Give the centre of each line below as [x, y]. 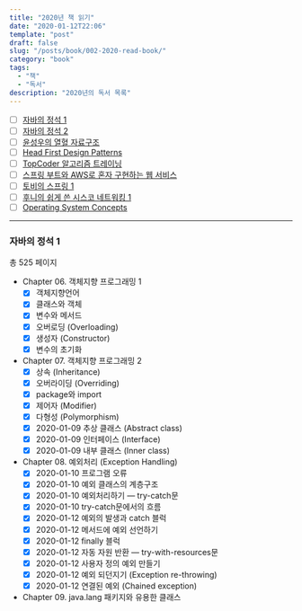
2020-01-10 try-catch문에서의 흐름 [98, 507]
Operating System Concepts [75, 207]
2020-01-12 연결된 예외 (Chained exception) [116, 586]
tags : [19, 68]
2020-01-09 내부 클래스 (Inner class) [103, 451]
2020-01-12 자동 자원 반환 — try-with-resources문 [127, 552]
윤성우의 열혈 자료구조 [61, 142]
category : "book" [42, 59]
